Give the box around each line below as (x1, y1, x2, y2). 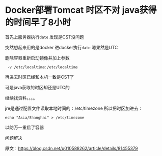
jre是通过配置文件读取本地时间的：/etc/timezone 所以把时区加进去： (5, 105, 143, 111)
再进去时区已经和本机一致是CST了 (5, 74, 75, 80)
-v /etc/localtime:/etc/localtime (7, 64, 78, 69)
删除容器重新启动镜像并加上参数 (5, 55, 70, 61)
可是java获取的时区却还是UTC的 (5, 84, 70, 90)
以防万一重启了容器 (5, 124, 44, 130)
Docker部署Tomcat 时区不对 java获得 (5, 4, 157, 16)
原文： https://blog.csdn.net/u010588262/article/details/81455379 (5, 145, 138, 151)
